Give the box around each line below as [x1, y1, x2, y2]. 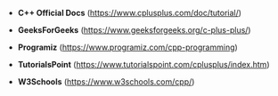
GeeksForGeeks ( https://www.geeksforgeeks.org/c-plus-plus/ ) [17, 25, 251, 35]
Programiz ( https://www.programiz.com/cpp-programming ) [17, 42, 238, 52]
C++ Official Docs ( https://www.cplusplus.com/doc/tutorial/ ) [17, 8, 242, 18]
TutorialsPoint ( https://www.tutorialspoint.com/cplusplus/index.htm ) [17, 60, 270, 69]
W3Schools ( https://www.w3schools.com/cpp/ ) [17, 76, 195, 87]
